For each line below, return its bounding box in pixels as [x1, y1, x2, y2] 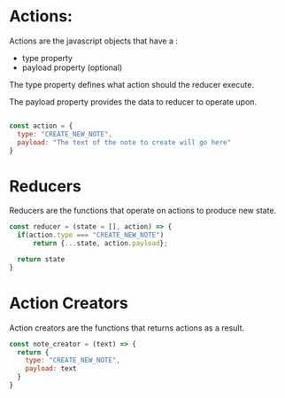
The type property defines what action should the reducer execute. [9, 79, 255, 90]
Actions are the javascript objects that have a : [9, 35, 179, 46]
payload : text [25, 364, 77, 373]
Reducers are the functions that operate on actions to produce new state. [9, 206, 277, 216]
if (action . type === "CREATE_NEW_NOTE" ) [17, 230, 165, 240]
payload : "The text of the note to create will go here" [17, 137, 232, 147]
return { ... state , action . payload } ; [32, 239, 168, 248]
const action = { [9, 121, 73, 130]
